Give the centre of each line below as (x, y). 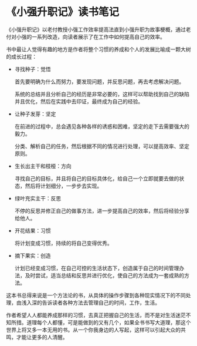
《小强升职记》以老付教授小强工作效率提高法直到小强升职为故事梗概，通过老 (98, 29)
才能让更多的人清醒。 (42, 337)
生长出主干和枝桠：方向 (43, 166)
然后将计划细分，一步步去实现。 (64, 186)
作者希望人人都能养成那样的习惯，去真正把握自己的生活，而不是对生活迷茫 (96, 315)
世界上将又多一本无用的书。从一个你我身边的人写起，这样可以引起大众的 (93, 330)
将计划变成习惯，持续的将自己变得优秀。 (63, 243)
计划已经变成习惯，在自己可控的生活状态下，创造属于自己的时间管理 (97, 268)
